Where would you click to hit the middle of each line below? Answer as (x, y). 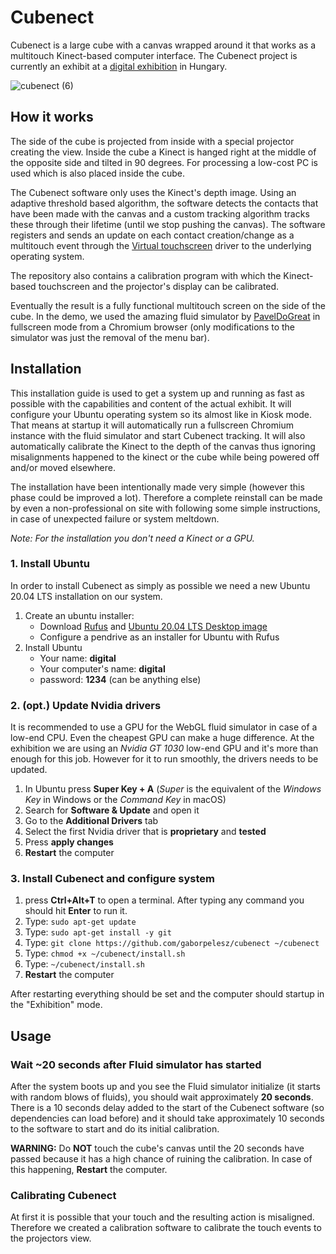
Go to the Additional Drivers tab (91, 821)
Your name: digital (78, 658)
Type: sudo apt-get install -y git (98, 932)
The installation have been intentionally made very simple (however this (157, 487)
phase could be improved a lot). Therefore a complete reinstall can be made (166, 497)
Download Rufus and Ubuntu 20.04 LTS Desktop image (153, 626)
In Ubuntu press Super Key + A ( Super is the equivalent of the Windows (173, 789)
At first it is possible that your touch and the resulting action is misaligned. (162, 1217)
